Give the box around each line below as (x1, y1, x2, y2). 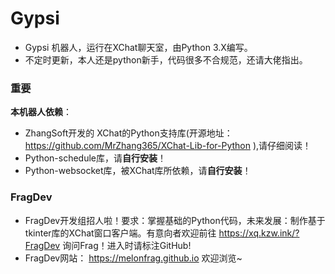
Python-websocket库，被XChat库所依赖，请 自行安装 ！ (24, 165, 252, 177)
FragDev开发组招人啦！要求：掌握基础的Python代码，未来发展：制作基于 (24, 214, 326, 226)
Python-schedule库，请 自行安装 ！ (24, 152, 167, 164)
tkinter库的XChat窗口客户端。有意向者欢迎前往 (24, 227, 217, 239)
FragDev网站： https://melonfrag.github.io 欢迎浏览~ (24, 252, 243, 264)
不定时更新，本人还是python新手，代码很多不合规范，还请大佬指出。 (24, 53, 308, 66)
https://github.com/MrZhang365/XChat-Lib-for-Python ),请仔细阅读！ (24, 140, 312, 152)
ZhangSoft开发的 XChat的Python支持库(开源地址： (24, 127, 233, 139)
